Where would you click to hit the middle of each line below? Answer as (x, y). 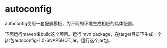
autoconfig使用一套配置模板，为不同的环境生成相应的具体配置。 (71, 23)
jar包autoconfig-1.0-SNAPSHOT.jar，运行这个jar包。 (59, 40)
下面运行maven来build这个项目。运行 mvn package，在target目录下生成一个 (83, 34)
